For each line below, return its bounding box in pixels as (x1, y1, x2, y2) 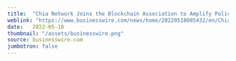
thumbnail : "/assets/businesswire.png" (7, 29, 124, 37)
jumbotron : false (7, 43, 58, 50)
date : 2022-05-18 (7, 23, 65, 30)
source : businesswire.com (7, 36, 83, 43)
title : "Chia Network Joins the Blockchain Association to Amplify (7, 10, 212, 18)
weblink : (7, 17, 33, 24)
